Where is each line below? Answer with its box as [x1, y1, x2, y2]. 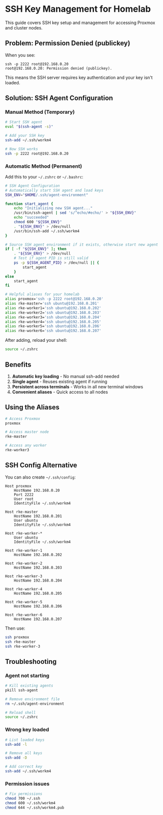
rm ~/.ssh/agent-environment [5, 701, 64, 706]
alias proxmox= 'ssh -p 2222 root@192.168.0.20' [5, 297, 104, 302]
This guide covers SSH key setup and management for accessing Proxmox [5, 20, 155, 25]
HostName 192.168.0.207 [14, 616, 62, 621]
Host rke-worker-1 [5, 548, 42, 553]
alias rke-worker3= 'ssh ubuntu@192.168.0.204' [5, 315, 102, 320]
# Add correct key [5, 764, 42, 769]
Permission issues [5, 780, 50, 787]
